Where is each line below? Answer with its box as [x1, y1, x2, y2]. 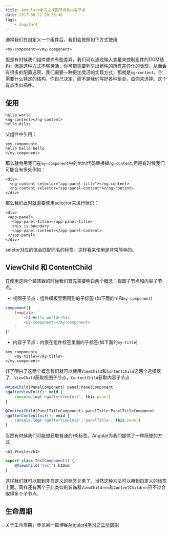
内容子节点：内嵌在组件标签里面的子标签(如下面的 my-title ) [12, 339, 138, 346]
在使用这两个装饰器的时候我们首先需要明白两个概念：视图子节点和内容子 [5, 278, 158, 284]
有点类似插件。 [5, 82, 37, 88]
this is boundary [12, 224, 50, 229]
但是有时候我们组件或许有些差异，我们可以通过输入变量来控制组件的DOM [5, 56, 160, 63]
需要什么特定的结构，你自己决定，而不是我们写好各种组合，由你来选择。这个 [5, 75, 167, 82]
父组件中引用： [5, 131, 37, 138]
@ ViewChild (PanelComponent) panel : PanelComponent [5, 385, 114, 390]
